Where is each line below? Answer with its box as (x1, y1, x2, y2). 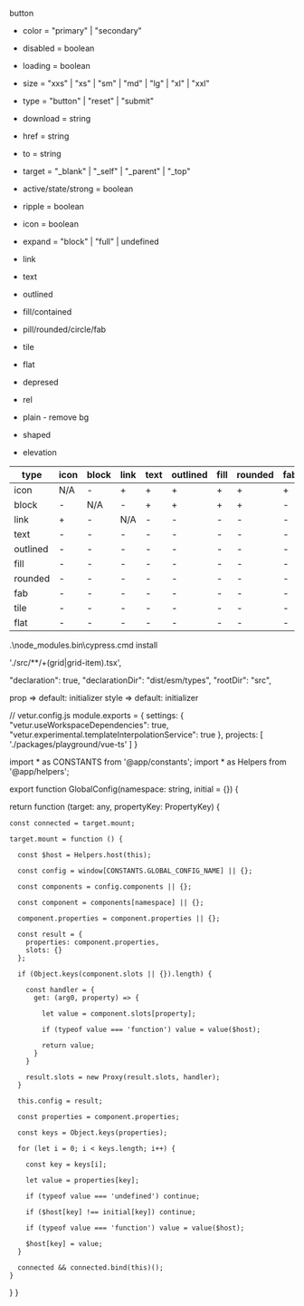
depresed (22, 376, 59, 387)
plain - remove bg (22, 412, 90, 423)
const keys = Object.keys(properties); (17, 1128, 168, 1137)
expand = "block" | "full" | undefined (22, 236, 160, 247)
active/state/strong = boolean (22, 183, 134, 194)
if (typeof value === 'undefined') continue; (25, 1192, 201, 1201)
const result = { (17, 930, 83, 939)
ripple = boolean (22, 201, 84, 211)
